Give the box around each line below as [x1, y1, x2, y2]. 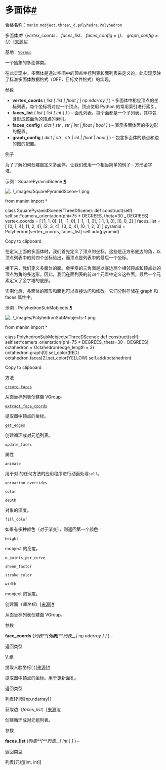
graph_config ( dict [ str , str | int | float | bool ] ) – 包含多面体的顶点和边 [12, 134, 159, 140]
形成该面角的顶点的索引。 [16, 116, 69, 122]
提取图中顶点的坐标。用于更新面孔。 [5, 674, 79, 681]
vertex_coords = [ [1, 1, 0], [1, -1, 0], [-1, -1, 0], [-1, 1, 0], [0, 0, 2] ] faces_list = [5, 218, 161, 224]
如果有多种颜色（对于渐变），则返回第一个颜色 [5, 526, 98, 532]
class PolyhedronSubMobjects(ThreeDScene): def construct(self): [5, 334, 140, 340]
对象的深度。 [5, 507, 31, 513]
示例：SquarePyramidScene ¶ [5, 178, 67, 184]
